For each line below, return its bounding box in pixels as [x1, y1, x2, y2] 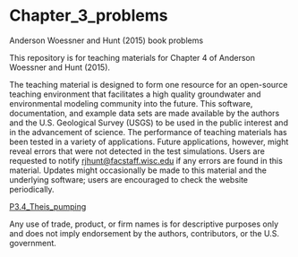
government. [9, 237, 56, 248]
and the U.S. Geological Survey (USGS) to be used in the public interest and [9, 117, 289, 128]
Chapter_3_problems [9, 5, 168, 26]
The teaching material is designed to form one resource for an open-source [9, 79, 288, 90]
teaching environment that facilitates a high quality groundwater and [9, 89, 261, 99]
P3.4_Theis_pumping [9, 201, 87, 211]
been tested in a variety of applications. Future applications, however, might [9, 136, 289, 147]
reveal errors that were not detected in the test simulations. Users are [9, 145, 266, 157]
